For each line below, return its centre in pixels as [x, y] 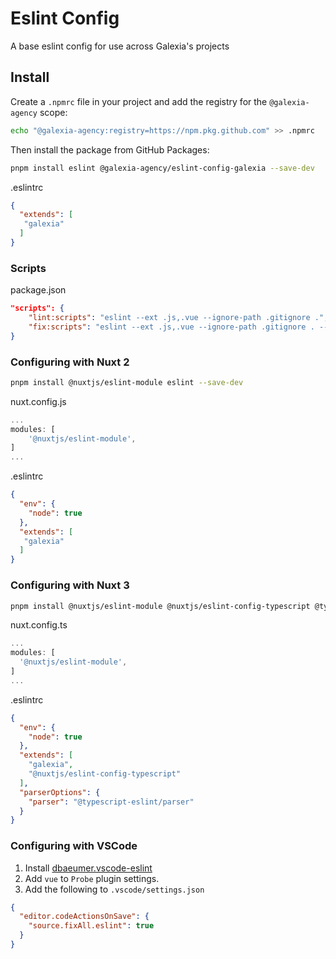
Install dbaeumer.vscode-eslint [88, 868]
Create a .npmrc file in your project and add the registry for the [139, 101]
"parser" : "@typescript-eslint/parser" [111, 802]
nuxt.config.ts [39, 625]
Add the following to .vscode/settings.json [114, 889]
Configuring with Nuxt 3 [70, 585]
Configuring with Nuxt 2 [70, 362]
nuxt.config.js [38, 401]
